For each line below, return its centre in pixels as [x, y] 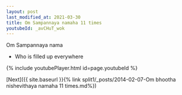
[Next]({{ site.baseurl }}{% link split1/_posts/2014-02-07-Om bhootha [91, 80]
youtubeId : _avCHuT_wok [36, 28]
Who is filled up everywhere [49, 56]
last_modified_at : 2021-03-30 [44, 17]
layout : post [22, 12]
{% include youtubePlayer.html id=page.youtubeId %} [72, 68]
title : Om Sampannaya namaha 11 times [54, 23]
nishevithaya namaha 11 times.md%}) [51, 86]
